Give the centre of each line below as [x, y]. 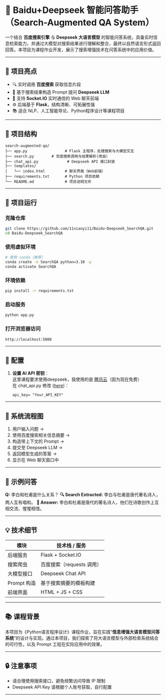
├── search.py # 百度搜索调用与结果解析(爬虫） [58, 156]
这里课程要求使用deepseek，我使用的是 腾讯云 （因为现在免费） [77, 379]
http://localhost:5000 [28, 339]
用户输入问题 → [28, 429]
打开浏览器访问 [23, 329]
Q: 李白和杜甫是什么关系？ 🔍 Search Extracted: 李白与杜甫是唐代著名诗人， [83, 495]
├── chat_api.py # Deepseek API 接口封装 [60, 162]
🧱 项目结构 [21, 134]
